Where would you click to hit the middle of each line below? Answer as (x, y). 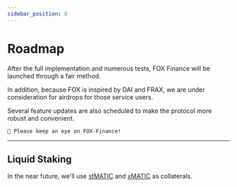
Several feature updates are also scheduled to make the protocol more (110, 111)
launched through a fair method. (54, 76)
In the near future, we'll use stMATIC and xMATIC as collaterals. (100, 176)
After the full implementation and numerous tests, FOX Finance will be (109, 68)
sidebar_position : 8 (38, 14)
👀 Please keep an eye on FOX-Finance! (64, 131)
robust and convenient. (41, 118)
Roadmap (36, 48)
